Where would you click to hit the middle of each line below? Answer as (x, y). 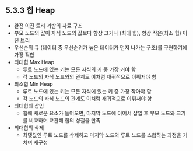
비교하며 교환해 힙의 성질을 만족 (65, 120)
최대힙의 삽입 (29, 106)
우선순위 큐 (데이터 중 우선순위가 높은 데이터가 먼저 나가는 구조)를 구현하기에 (101, 47)
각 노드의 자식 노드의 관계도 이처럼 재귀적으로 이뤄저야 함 (87, 99)
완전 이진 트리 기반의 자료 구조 (48, 26)
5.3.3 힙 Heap (30, 10)
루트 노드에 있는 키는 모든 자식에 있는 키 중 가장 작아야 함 (87, 91)
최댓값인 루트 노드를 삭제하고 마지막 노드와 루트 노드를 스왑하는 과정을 (102, 135)
